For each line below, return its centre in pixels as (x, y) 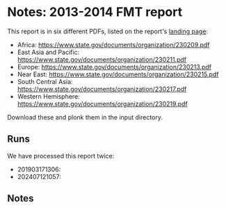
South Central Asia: (45, 81)
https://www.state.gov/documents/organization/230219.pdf (102, 103)
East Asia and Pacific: (48, 52)
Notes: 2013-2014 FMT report (95, 12)
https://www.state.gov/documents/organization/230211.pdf (102, 59)
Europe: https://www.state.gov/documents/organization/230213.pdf (114, 67)
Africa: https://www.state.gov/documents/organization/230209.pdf (113, 44)
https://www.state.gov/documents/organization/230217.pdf (102, 89)
